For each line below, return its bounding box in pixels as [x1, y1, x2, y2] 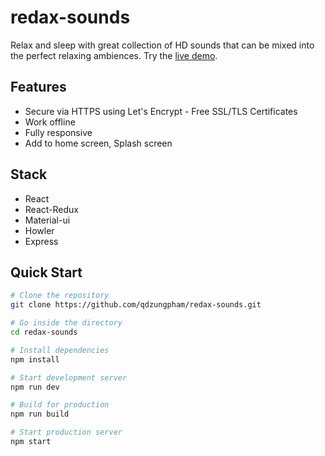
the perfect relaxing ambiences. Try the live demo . [10, 49, 218, 61]
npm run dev [10, 382, 60, 392]
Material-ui [24, 214, 71, 226]
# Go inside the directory [10, 318, 123, 328]
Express [24, 235, 59, 247]
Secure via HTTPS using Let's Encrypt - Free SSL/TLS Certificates [24, 105, 298, 117]
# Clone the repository [10, 291, 110, 301]
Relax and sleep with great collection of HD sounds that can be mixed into [10, 39, 315, 51]
